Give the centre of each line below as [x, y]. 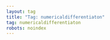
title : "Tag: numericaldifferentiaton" [56, 17]
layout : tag [21, 11]
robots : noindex [26, 28]
